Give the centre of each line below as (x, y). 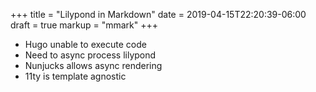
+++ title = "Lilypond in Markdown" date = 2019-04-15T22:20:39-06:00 (158, 14)
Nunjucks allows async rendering (93, 65)
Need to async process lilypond (90, 55)
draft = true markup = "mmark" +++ (84, 25)
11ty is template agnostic (75, 76)
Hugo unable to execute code (85, 44)
